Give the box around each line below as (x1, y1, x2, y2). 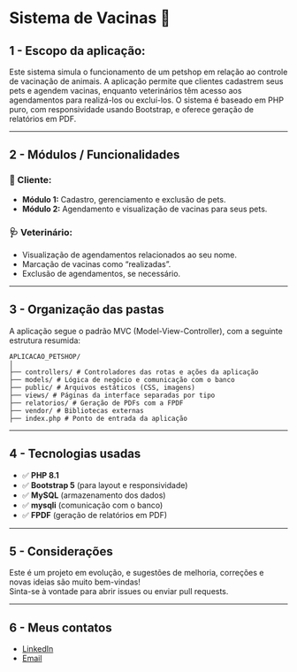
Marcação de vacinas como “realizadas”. (21, 258, 171, 269)
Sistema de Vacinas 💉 (9, 8, 171, 28)
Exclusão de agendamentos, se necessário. (21, 268, 181, 279)
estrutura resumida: (9, 335, 81, 346)
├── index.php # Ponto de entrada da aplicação (9, 414, 188, 423)
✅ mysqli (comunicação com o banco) (21, 500, 164, 510)
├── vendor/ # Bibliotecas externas (9, 406, 144, 415)
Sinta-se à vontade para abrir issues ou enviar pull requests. (9, 586, 229, 597)
